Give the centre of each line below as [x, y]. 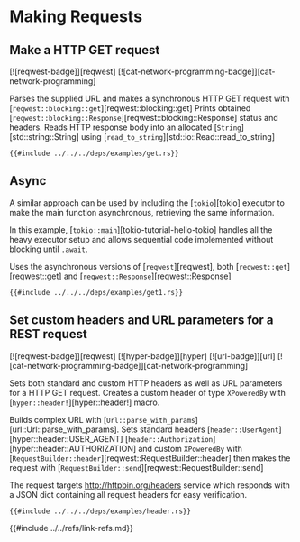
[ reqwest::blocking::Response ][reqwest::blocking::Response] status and [144, 118]
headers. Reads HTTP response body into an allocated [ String [125, 127]
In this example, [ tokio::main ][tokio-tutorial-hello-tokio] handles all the [141, 230]
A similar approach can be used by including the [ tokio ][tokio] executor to [147, 202]
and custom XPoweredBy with [191, 448]
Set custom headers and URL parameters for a [141, 321]
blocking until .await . [49, 249]
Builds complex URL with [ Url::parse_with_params [102, 419]
